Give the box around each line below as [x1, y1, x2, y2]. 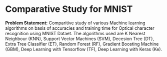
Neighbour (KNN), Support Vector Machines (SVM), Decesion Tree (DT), [5, 36, 154, 42]
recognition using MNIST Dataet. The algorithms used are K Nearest [5, 30, 145, 36]
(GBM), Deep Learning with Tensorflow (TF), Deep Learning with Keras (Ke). [5, 46, 162, 52]
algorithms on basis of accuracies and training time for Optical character [5, 25, 155, 31]
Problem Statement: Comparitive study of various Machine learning [5, 20, 146, 26]
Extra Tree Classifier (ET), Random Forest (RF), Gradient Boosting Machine [5, 41, 159, 47]
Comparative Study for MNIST [5, 3, 133, 15]
